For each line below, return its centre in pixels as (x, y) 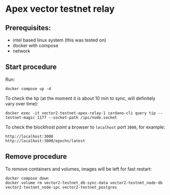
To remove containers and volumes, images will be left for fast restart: (79, 169)
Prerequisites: (28, 28)
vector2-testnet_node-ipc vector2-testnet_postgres (61, 187)
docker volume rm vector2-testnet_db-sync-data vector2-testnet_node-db (84, 183)
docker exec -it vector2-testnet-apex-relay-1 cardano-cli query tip (81, 113)
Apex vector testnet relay (60, 9)
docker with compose (35, 46)
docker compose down (27, 178)
